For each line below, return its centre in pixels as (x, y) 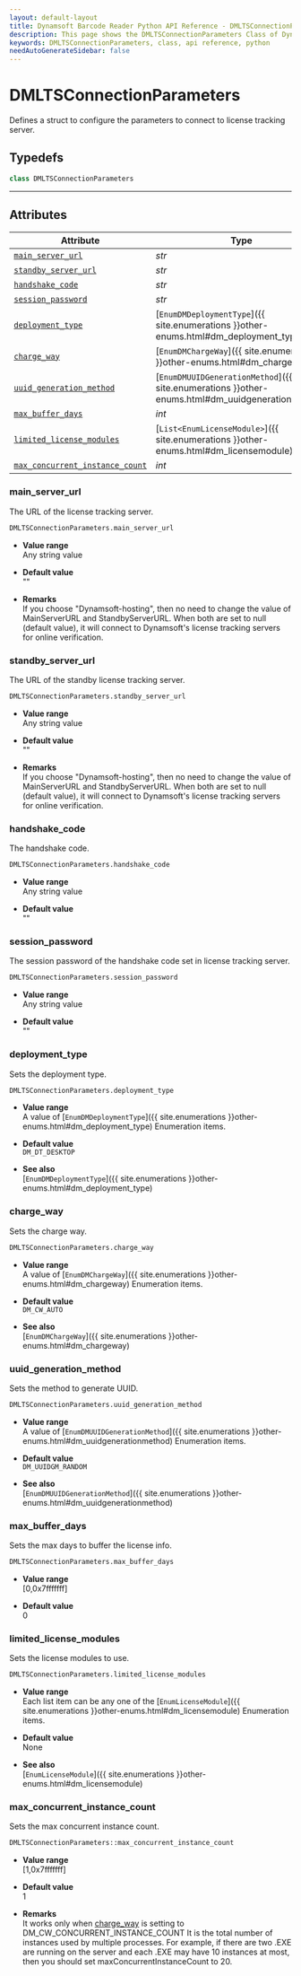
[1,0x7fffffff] (44, 1870)
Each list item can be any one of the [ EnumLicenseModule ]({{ (131, 1701)
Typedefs (37, 158)
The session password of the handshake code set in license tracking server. (150, 961)
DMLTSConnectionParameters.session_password (94, 978)
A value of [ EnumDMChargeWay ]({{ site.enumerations (114, 1274)
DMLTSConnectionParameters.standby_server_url (98, 696)
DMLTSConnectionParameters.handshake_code (90, 865)
